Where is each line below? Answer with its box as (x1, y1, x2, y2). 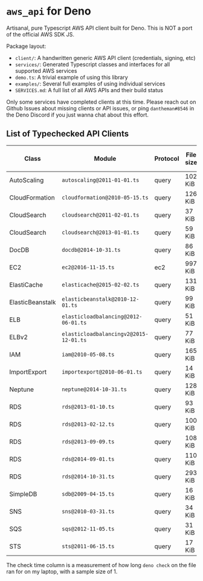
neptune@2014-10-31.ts (61, 386, 127, 392)
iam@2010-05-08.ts (61, 351, 115, 358)
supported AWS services (14, 67, 77, 74)
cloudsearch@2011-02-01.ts (61, 211, 140, 218)
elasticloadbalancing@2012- (61, 313, 143, 320)
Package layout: (6, 42, 47, 50)
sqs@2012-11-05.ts (61, 525, 115, 532)
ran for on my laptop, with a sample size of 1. (6, 568, 118, 575)
